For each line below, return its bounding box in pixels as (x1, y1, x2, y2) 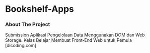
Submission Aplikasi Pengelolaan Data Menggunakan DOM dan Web (5, 32, 145, 38)
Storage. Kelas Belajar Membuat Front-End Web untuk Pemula (5, 37, 132, 43)
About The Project (5, 21, 51, 28)
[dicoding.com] (5, 43, 36, 49)
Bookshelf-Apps (5, 3, 75, 15)
